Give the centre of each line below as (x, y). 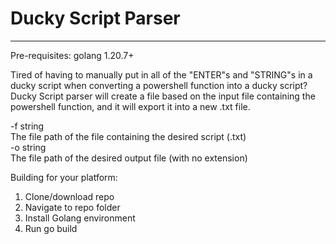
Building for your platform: (64, 177)
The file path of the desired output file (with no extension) (129, 158)
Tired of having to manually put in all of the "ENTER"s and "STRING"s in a (161, 74)
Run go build (51, 228)
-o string (28, 147)
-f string (27, 126)
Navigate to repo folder (72, 207)
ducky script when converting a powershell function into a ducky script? (159, 85)
